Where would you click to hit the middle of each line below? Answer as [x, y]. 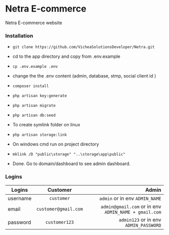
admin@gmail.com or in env [131, 206]
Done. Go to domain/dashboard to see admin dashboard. [71, 164]
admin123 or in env [140, 219]
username [20, 198]
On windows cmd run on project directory [56, 144]
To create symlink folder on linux [46, 125]
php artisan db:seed [34, 115]
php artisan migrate [34, 106]
